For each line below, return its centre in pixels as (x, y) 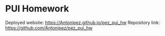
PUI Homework (37, 9)
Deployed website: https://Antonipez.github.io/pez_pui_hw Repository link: (82, 22)
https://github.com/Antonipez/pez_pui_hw (49, 27)
